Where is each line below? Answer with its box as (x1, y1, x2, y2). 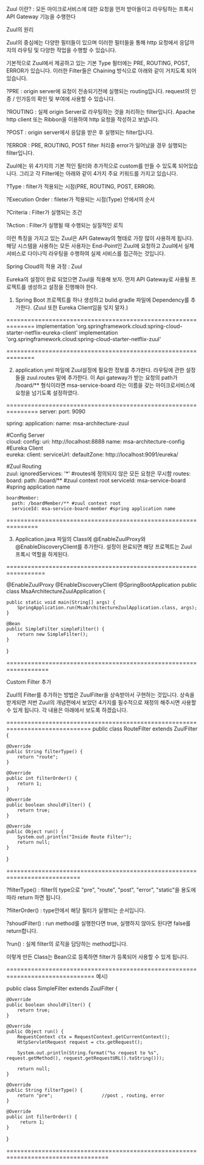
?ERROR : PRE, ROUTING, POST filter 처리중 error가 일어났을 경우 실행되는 (6, 142, 188, 149)
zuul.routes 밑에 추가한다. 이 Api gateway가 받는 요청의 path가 (26, 374, 178, 381)
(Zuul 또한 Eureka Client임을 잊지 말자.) (33, 304, 128, 311)
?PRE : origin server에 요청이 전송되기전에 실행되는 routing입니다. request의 (6, 88, 190, 94)
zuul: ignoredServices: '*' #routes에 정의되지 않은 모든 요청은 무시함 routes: (6, 470, 191, 477)
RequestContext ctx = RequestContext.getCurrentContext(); (17, 1034, 171, 1040)
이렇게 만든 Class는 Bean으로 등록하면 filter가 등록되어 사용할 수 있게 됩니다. (6, 953, 189, 960)
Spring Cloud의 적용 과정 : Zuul (6, 263, 82, 270)
